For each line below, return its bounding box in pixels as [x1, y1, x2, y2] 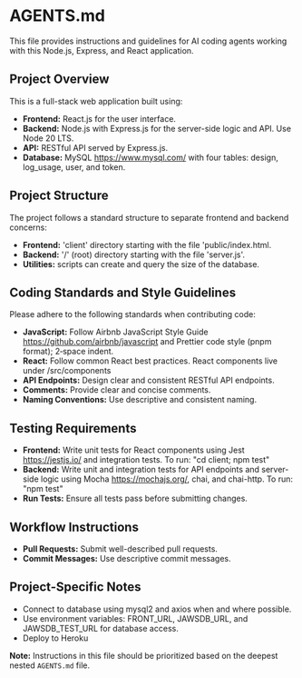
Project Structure [9, 188, 109, 204]
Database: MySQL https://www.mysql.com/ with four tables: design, [22, 152, 278, 163]
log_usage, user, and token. [22, 161, 126, 173]
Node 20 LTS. [22, 133, 74, 144]
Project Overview [9, 72, 110, 87]
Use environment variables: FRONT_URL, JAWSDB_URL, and [22, 613, 248, 623]
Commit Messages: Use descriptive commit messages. [22, 553, 231, 563]
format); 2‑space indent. [22, 346, 114, 357]
